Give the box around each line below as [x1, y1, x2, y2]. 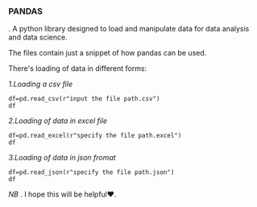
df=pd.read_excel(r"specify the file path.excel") [8, 131, 182, 140]
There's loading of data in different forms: [8, 64, 147, 73]
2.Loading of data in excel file [8, 116, 108, 126]
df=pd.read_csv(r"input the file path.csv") [8, 95, 160, 103]
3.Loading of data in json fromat [8, 153, 116, 163]
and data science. [8, 32, 68, 42]
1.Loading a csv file [8, 79, 73, 89]
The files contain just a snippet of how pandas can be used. [8, 48, 207, 58]
